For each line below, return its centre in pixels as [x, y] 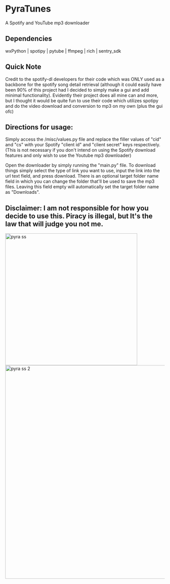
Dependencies [29, 39]
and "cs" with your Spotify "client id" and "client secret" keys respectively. [83, 145]
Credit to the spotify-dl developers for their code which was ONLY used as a [85, 79]
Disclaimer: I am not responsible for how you [77, 208]
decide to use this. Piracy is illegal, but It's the [79, 216]
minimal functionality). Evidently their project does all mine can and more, [82, 95]
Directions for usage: [39, 127]
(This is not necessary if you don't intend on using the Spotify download [80, 150]
